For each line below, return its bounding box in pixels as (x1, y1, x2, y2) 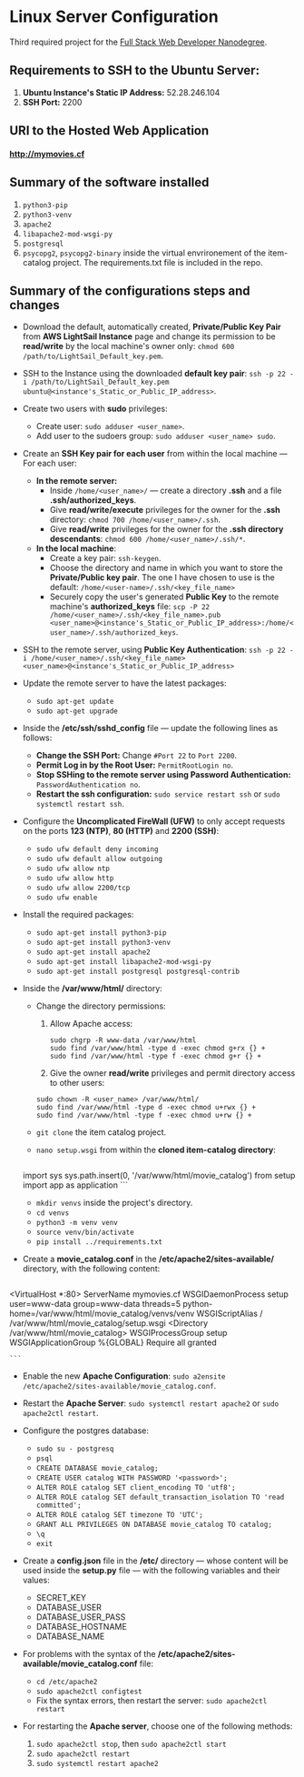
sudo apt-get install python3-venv (35, 939, 171, 948)
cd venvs (35, 1209, 70, 1218)
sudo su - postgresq (35, 1444, 114, 1454)
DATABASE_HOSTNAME (35, 1621, 127, 1632)
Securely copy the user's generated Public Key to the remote (49, 591, 279, 602)
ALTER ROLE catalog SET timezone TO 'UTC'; (35, 1511, 204, 1520)
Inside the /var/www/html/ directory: (22, 983, 163, 994)
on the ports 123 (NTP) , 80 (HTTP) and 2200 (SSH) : (22, 826, 220, 837)
